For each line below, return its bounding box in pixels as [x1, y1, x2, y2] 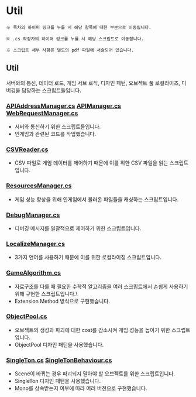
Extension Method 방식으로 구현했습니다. [14, 297, 110, 304]
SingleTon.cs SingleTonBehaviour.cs [6, 356, 112, 364]
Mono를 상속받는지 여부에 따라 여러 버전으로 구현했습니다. [14, 385, 147, 392]
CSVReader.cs [6, 145, 49, 153]
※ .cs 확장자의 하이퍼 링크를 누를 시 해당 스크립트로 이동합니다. [6, 36, 145, 42]
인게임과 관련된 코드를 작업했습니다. [14, 131, 97, 138]
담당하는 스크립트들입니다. [21, 87, 82, 94]
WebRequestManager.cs [6, 109, 78, 117]
